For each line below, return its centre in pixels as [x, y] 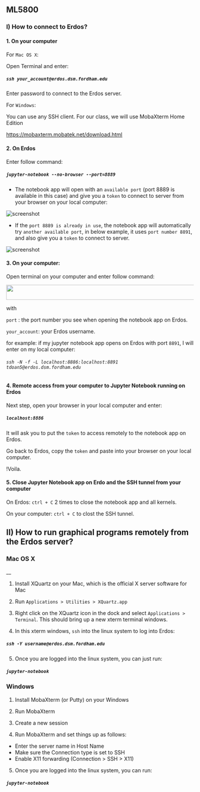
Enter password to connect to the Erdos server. [64, 94]
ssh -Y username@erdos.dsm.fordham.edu [56, 644]
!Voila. [14, 469]
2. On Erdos [21, 148]
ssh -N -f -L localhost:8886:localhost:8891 [62, 362]
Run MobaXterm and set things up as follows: [71, 734]
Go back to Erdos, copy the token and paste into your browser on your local [99, 451]
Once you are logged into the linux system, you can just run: [88, 658]
